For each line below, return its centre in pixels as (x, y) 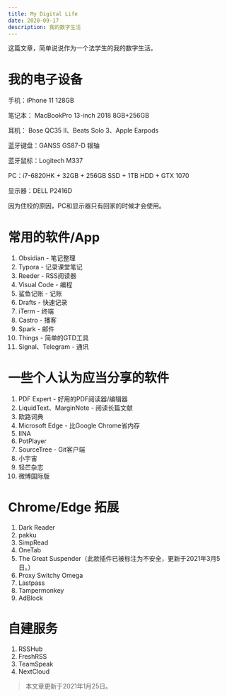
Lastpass (31, 583)
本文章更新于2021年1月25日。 (68, 686)
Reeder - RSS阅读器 (47, 276)
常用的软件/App (54, 237)
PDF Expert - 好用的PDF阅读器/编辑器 (73, 399)
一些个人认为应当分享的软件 (89, 378)
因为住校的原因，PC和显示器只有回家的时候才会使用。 (87, 206)
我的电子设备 (46, 79)
